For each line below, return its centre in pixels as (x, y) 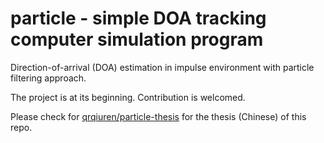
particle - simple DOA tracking (138, 18)
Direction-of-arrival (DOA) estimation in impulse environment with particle (162, 67)
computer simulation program (137, 39)
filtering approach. (48, 78)
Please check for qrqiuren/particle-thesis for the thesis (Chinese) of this (158, 116)
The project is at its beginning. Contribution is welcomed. (128, 97)
